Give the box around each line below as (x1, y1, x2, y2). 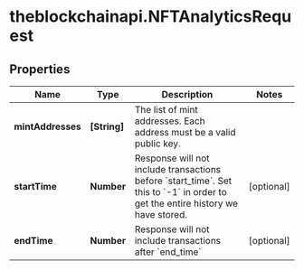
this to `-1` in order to (134, 186, 228, 198)
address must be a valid (134, 126, 236, 138)
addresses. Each (134, 115, 205, 127)
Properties (9, 61, 71, 77)
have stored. (134, 209, 188, 220)
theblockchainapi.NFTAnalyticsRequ (9, 6, 292, 27)
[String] (90, 120, 125, 133)
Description (161, 88, 214, 100)
